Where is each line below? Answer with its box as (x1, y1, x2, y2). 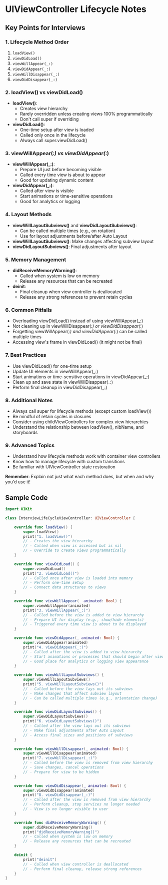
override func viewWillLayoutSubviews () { (14, 672, 104, 677)
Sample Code (5, 493, 48, 502)
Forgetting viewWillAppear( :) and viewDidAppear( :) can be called (12, 329, 147, 335)
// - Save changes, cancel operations (23, 765, 104, 770)
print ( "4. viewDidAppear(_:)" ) (23, 644, 88, 650)
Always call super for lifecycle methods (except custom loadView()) (12, 408, 152, 414)
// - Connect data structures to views (23, 585, 106, 590)
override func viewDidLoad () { (14, 561, 79, 566)
